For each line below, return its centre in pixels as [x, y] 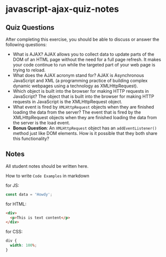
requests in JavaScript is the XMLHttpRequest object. [68, 102]
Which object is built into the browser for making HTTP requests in [81, 91]
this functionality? [31, 138]
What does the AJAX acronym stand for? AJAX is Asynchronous [78, 75]
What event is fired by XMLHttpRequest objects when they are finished [83, 107]
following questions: [26, 45]
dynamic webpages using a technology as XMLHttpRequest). [75, 86]
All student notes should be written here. [47, 166]
